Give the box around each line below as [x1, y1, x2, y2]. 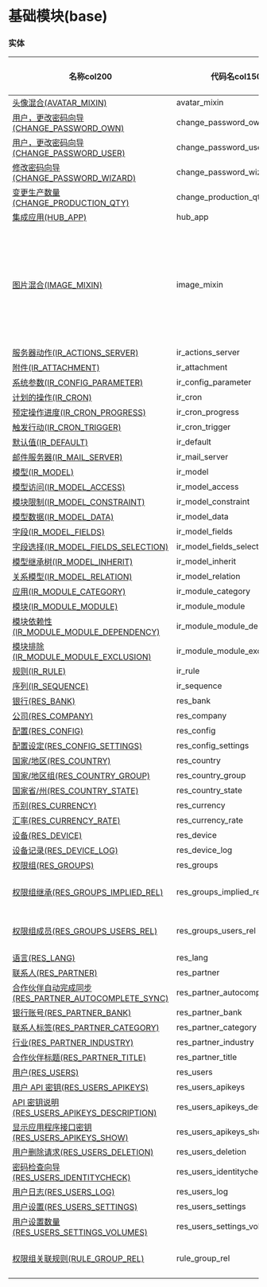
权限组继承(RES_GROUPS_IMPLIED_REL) [12, 887, 164, 898]
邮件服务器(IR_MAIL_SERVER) [12, 452, 123, 463]
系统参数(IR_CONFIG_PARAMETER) [12, 377, 143, 389]
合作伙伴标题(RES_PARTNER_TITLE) [12, 1052, 147, 1063]
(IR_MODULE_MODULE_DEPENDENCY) [12, 627, 161, 638]
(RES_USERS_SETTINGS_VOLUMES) [12, 1227, 149, 1238]
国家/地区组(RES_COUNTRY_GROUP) [12, 770, 151, 781]
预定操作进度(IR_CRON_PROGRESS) [12, 407, 147, 418]
